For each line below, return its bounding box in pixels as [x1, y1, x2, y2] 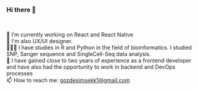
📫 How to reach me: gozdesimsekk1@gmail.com [6, 77, 130, 84]
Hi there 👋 [6, 5, 37, 14]
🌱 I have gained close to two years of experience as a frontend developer [6, 57, 192, 64]
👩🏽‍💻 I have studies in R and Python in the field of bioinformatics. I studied [6, 44, 192, 51]
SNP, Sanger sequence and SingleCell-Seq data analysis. [6, 50, 151, 58]
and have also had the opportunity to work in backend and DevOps [6, 63, 176, 71]
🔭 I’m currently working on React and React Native [6, 31, 134, 38]
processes [6, 70, 33, 77]
